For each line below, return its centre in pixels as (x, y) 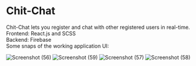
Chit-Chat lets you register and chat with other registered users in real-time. (98, 27)
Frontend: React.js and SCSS (41, 33)
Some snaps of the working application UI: (58, 46)
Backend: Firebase (29, 39)
